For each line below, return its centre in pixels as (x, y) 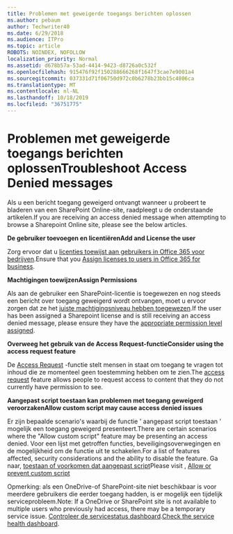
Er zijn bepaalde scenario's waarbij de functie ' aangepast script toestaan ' (114, 421)
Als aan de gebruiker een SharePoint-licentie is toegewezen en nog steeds (114, 293)
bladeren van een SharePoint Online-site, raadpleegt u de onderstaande (110, 210)
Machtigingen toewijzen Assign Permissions (72, 280)
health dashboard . (33, 524)
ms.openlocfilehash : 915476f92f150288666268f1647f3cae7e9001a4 (101, 72)
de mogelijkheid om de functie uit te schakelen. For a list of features (104, 450)
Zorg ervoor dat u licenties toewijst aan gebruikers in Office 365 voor (106, 251)
